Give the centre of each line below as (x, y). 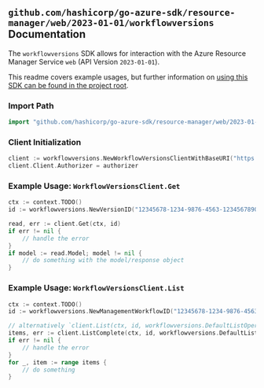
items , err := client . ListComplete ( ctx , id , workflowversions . (114, 333)
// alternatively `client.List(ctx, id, (75, 326)
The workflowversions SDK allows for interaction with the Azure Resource (127, 53)
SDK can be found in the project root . (68, 85)
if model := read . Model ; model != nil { (75, 253)
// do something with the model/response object (103, 261)
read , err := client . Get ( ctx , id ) (65, 224)
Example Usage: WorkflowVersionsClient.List (96, 288)
